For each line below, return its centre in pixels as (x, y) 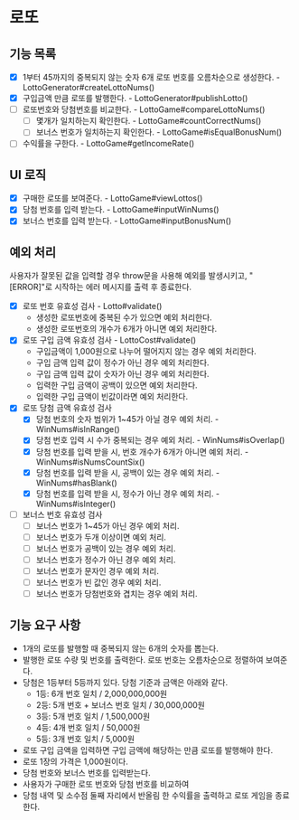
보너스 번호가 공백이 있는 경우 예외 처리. (106, 548)
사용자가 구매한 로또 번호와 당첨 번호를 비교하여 (106, 784)
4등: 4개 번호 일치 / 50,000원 (88, 727)
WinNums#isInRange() (78, 429)
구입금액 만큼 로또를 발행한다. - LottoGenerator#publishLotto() (135, 99)
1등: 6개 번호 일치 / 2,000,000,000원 (102, 693)
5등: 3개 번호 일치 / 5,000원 (85, 739)
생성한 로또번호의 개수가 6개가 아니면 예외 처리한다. (126, 329)
